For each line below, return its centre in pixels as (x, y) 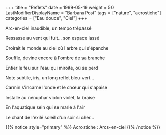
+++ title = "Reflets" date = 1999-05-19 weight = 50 (60, 7)
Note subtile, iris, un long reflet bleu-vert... (50, 78)
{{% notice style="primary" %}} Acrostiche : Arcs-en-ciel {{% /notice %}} (83, 127)
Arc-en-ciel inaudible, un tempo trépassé (48, 28)
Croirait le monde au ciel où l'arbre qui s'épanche (57, 48)
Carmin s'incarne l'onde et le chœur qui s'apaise (57, 87)
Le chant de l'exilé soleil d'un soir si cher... (50, 117)
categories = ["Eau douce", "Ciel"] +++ (46, 18)
